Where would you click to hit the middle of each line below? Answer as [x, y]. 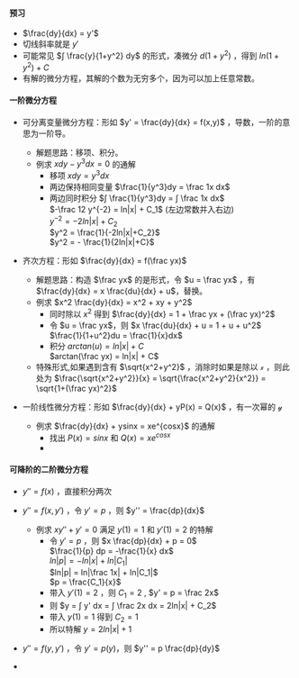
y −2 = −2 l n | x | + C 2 [83, 221]
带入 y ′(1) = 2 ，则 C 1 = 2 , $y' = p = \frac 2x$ [134, 593]
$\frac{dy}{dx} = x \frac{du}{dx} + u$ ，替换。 [122, 291]
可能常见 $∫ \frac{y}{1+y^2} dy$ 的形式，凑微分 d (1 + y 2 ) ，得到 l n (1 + [151, 55]
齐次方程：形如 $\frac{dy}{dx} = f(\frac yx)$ [104, 261]
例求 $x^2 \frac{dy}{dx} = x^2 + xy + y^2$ [114, 303]
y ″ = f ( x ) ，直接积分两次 [67, 491]
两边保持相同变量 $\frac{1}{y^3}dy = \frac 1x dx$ [140, 187]
